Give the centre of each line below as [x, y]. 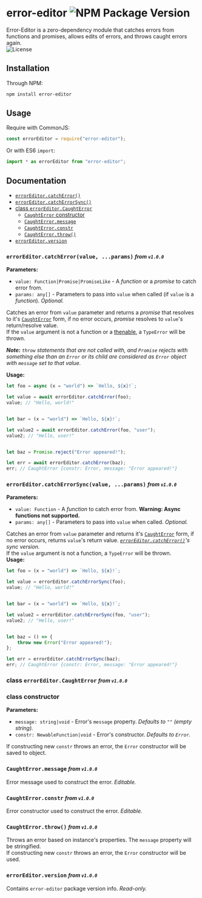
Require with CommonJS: [38, 128]
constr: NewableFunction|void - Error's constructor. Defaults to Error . [103, 735]
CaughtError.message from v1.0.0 [52, 769]
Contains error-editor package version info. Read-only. [77, 888]
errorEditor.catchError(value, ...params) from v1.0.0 [85, 256]
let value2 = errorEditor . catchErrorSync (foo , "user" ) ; [78, 614]
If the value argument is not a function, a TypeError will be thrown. [89, 553]
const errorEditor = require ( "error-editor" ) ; [66, 139]
